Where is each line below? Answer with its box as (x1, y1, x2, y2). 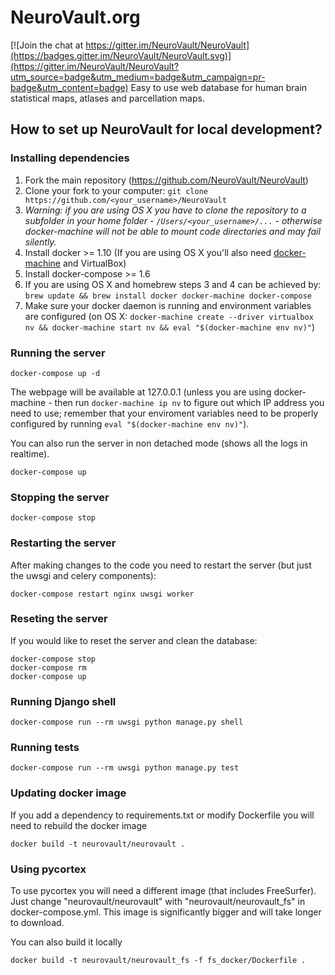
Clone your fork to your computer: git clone (24, 184, 208, 196)
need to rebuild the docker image (10, 819, 148, 831)
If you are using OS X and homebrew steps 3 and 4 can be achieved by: (24, 278, 322, 290)
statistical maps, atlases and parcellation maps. (10, 92, 205, 104)
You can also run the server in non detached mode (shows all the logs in (10, 437, 308, 449)
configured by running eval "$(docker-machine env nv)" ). (10, 417, 250, 430)
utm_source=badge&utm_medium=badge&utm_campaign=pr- (10, 71, 266, 83)
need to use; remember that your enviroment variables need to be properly (10, 407, 319, 419)
